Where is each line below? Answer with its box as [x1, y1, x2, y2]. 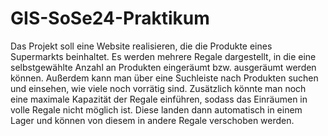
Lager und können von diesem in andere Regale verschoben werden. [10, 114, 295, 126]
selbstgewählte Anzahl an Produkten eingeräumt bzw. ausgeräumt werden [10, 61, 317, 73]
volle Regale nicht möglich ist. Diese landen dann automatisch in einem [10, 103, 303, 116]
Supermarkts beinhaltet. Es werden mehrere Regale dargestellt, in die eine [10, 50, 317, 62]
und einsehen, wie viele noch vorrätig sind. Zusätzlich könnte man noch [10, 82, 307, 94]
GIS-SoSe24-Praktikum [10, 7, 210, 30]
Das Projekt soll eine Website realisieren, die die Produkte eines [10, 40, 273, 52]
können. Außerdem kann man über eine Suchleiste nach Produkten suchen [10, 72, 319, 84]
